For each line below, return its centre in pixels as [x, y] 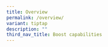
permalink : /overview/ [35, 18]
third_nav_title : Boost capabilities [54, 35]
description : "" [27, 29]
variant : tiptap [27, 23]
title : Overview [27, 12]
